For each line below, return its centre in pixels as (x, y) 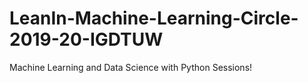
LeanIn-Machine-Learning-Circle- (154, 18)
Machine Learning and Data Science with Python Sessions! (131, 67)
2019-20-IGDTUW (86, 39)
